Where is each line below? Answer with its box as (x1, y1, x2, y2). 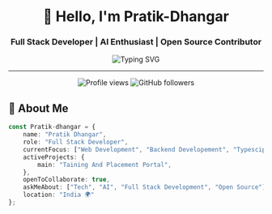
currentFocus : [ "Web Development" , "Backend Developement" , (23, 145, 230, 153)
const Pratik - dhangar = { (8, 123, 96, 131)
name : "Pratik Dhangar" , (23, 131, 107, 139)
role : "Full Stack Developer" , (23, 138, 129, 147)
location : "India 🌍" (23, 190, 95, 199)
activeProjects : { (23, 153, 85, 161)
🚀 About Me (8, 101, 69, 115)
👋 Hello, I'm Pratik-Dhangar (43, 7, 229, 26)
